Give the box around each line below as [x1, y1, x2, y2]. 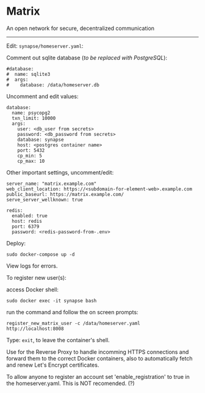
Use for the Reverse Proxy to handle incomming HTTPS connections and [6, 348, 189, 356]
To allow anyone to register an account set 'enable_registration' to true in [6, 373, 190, 380]
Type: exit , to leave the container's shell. [6, 336, 110, 343]
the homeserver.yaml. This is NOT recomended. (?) [6, 380, 135, 387]
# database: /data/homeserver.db [6, 81, 99, 88]
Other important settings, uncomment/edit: [6, 168, 114, 176]
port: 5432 [17, 147, 45, 154]
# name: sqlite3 [6, 71, 51, 77]
